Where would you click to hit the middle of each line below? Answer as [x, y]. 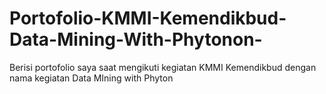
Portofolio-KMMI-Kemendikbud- [148, 18]
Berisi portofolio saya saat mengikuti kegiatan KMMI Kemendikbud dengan [163, 67]
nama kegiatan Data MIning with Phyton [91, 78]
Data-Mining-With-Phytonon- [136, 39]
